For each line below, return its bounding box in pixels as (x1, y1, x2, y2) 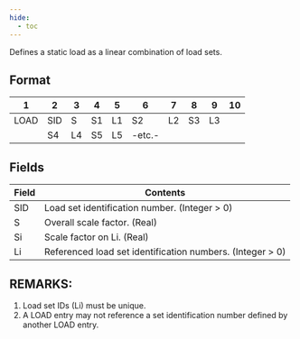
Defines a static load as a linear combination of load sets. (9, 46, 223, 57)
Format (9, 72, 52, 87)
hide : (9, 13, 30, 23)
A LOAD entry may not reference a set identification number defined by (22, 309, 288, 320)
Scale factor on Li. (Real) (43, 231, 149, 243)
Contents (144, 187, 186, 199)
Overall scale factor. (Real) (43, 216, 158, 229)
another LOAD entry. (22, 319, 99, 330)
